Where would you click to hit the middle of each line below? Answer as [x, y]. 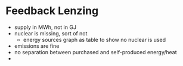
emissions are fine [37, 46]
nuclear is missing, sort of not [51, 33]
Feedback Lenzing [52, 11]
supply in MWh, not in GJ [45, 27]
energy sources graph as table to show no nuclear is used [94, 39]
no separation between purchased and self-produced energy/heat [95, 52]
